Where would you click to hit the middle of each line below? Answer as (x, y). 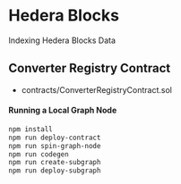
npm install (30, 129)
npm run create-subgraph (55, 163)
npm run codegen (39, 154)
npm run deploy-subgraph (55, 171)
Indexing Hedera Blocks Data (62, 40)
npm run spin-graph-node (55, 146)
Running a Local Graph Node (63, 110)
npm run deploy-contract (55, 138)
